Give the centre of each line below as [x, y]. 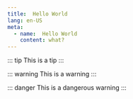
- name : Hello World [46, 34]
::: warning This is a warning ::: [52, 74]
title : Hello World [38, 14]
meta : [15, 27]
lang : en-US [25, 21]
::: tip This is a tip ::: [36, 60]
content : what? [42, 40]
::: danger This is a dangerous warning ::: [67, 88]
